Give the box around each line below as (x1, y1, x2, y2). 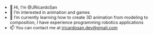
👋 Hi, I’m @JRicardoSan (9, 5, 57, 10)
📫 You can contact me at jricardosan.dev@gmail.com (9, 25, 118, 30)
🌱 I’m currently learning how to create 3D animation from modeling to (9, 15, 148, 20)
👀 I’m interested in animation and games (9, 9, 90, 15)
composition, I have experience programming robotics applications (9, 19, 144, 25)
